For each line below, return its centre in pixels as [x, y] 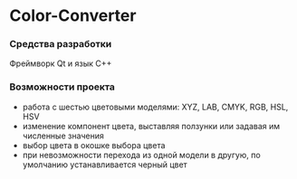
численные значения [63, 136]
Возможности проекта [62, 87]
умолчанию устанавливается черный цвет [105, 165]
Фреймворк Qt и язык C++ [61, 63]
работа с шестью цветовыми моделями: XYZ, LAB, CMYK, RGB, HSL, [155, 107]
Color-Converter [73, 16]
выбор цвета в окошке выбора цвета [94, 145]
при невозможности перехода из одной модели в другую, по [141, 155]
